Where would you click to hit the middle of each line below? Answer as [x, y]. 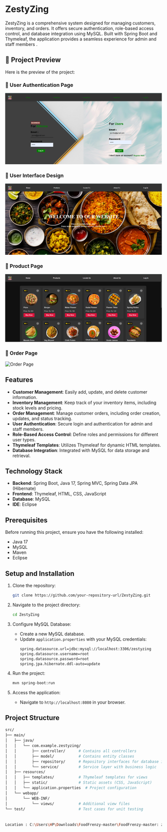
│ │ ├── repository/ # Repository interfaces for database [82, 762]
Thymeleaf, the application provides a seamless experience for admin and [81, 39]
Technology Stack [34, 471]
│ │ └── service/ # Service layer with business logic [81, 767]
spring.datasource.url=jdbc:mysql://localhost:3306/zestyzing [85, 649]
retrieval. [21, 455]
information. [25, 397]
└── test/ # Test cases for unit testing [74, 809]
